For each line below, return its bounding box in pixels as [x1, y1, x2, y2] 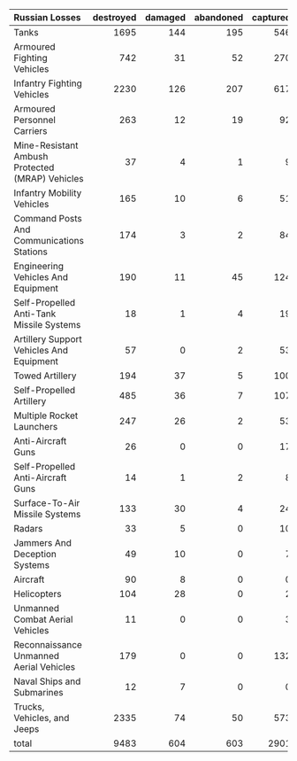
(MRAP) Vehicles [13, 173, 84, 184]
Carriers [13, 125, 48, 136]
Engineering [13, 260, 65, 272]
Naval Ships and [13, 675, 81, 687]
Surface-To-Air [13, 497, 80, 509]
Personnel [13, 114, 56, 126]
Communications [13, 235, 84, 246]
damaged [145, 12, 187, 23]
